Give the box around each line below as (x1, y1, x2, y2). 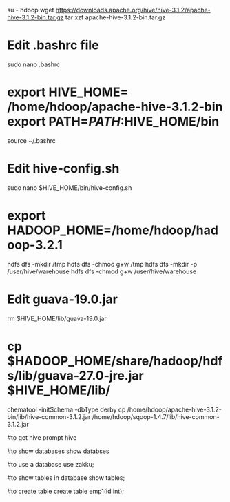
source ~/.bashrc (7, 136, 56, 144)
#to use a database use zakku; (7, 460, 94, 468)
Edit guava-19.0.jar (7, 291, 118, 307)
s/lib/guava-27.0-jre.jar (7, 367, 144, 383)
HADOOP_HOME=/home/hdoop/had (7, 222, 219, 238)
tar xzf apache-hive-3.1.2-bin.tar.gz (65, 13, 166, 21)
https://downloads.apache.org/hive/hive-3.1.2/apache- (55, 6, 211, 14)
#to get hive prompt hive (7, 433, 77, 441)
